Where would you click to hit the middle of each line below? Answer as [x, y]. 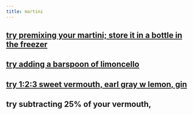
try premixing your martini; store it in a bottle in [94, 35]
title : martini [25, 11]
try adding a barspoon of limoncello [73, 64]
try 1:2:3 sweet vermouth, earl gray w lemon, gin [96, 84]
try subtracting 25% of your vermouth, [79, 104]
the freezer [27, 45]
